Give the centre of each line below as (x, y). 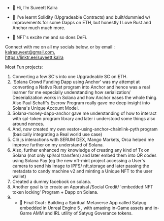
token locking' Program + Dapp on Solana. (55, 192)
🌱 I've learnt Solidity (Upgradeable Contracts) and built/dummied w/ (81, 17)
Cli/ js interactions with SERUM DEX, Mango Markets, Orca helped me (83, 139)
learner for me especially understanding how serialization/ (71, 92)
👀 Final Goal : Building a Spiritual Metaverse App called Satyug (83, 202)
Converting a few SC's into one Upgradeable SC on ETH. (70, 76)
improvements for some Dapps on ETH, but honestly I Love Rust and (82, 22)
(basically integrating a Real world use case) (57, 134)
